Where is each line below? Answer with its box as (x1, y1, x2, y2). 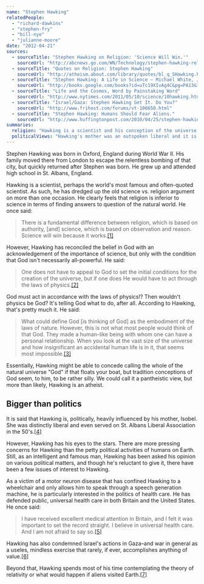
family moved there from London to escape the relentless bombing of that (6, 156, 191, 164)
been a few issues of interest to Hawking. (6, 465, 110, 473)
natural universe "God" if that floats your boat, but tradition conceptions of (6, 368, 193, 375)
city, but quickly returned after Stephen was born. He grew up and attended (6, 162, 196, 170)
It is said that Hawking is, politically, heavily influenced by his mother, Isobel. (6, 415, 197, 422)
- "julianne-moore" (12, 37, 61, 43)
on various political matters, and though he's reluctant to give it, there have (6, 459, 194, 466)
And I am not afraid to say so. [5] (21, 527, 102, 535)
